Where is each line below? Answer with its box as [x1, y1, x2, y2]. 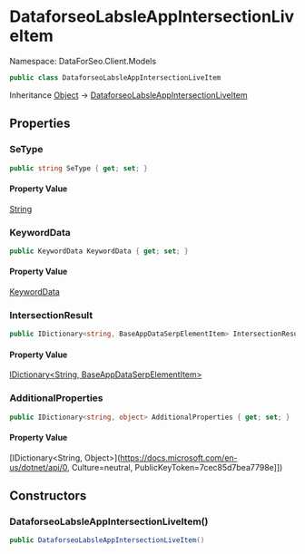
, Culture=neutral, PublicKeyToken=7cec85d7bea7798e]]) [66, 462, 283, 472]
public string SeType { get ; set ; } [9, 163, 148, 173]
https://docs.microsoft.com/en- [120, 452, 238, 463]
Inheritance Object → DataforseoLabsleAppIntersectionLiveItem [9, 89, 248, 101]
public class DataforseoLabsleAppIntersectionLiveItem [9, 73, 221, 83]
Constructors [9, 488, 87, 504]
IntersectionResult [9, 308, 93, 321]
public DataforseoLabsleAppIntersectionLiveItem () [9, 536, 205, 545]
